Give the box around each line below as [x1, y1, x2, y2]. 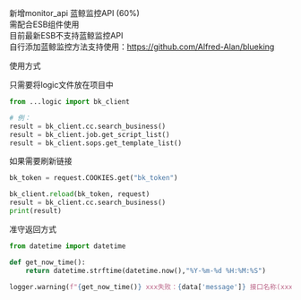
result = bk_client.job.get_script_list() [9, 130, 170, 139]
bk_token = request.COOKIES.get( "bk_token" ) [9, 174, 178, 183]
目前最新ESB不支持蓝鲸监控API [9, 30, 124, 40]
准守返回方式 [9, 223, 56, 235]
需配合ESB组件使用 [9, 19, 80, 30]
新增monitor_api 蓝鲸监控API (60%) [9, 8, 141, 18]
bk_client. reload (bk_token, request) [9, 190, 150, 199]
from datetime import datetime [9, 241, 126, 251]
